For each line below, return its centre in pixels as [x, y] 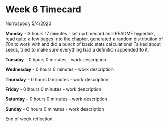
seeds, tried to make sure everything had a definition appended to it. [77, 49]
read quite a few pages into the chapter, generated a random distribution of [84, 39]
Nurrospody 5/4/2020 [29, 23]
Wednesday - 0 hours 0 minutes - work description [59, 69]
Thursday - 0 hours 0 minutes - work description [57, 79]
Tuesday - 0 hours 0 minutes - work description [56, 59]
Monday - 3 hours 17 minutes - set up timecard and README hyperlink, [80, 33]
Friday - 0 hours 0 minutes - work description [53, 89]
